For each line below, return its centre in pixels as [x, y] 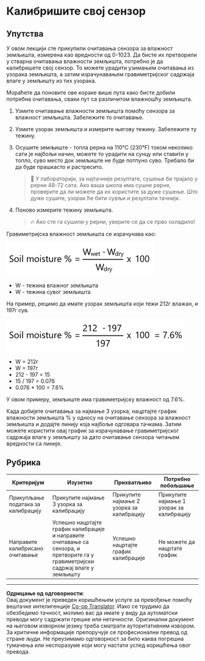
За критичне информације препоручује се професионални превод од [97, 632]
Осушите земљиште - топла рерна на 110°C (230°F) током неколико [104, 147]
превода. [18, 652]
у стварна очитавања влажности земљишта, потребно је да [85, 61]
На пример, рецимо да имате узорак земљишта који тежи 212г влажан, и [102, 304]
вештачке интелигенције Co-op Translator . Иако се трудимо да [88, 606]
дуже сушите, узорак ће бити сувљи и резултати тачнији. [105, 198]
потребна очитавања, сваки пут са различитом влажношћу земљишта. [99, 99]
